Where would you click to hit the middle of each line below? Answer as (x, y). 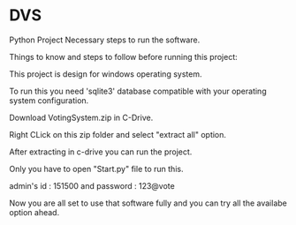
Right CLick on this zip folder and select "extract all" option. (118, 134)
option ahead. (34, 212)
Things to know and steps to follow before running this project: (124, 56)
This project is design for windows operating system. (106, 74)
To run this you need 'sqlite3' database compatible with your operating (138, 91)
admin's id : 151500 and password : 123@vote (92, 185)
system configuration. (49, 100)
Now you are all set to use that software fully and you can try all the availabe (148, 203)
